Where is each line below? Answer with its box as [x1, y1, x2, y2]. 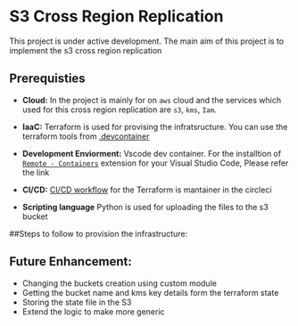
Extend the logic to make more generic [21, 306, 165, 317]
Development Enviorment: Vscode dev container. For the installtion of [21, 148, 282, 159]
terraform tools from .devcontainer [21, 131, 150, 142]
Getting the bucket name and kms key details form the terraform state [21, 287, 279, 297]
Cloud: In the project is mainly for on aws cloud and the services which [21, 94, 282, 105]
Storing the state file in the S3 [21, 297, 132, 307]
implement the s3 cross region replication [9, 45, 162, 55]
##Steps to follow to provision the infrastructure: [9, 228, 188, 239]
